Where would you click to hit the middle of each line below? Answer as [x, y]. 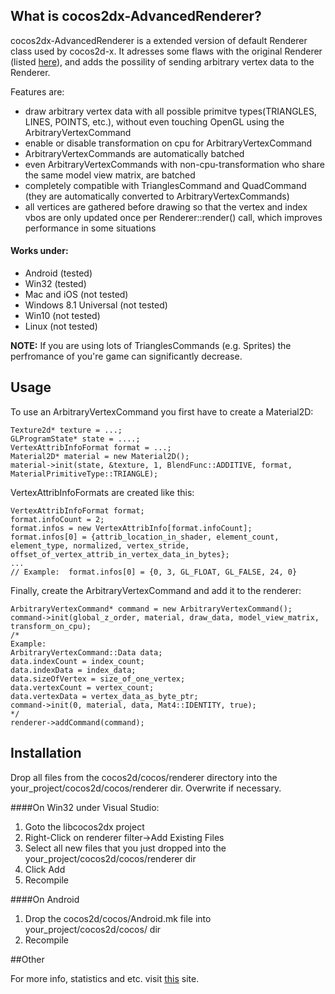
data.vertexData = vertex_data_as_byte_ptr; [104, 696]
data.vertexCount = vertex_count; [82, 687]
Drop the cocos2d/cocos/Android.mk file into [118, 918]
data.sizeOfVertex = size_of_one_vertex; [98, 679]
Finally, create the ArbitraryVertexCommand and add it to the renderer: [156, 590]
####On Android [45, 899]
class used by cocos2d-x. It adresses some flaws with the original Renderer [166, 51]
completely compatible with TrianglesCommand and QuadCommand [165, 185]
